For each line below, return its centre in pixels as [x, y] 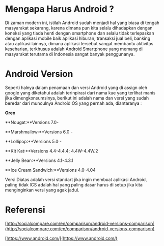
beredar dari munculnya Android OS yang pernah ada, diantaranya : [74, 103]
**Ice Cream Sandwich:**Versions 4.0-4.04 [50, 170]
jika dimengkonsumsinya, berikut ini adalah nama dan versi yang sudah [77, 98]
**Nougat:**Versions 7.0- [32, 122]
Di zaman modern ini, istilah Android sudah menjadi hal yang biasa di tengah [82, 23]
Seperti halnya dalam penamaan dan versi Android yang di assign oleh [76, 88]
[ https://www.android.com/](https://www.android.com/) [61, 238]
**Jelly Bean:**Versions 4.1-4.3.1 [39, 160]
